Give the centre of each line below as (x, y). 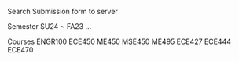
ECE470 (20, 50)
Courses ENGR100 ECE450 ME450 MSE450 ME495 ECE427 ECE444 (119, 41)
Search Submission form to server (63, 11)
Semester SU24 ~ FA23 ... (50, 26)
